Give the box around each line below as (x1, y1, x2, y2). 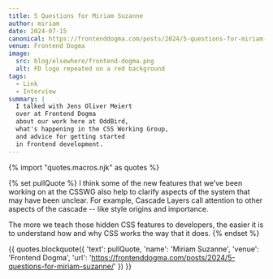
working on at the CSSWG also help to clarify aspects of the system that (8, 187, 250, 196)
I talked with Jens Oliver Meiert (15, 102, 132, 110)
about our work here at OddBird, (15, 118, 129, 126)
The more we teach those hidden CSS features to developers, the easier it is (8, 220, 264, 230)
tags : (8, 72, 27, 80)
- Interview (15, 87, 57, 96)
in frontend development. (15, 139, 104, 148)
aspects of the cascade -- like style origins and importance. (8, 204, 209, 213)
